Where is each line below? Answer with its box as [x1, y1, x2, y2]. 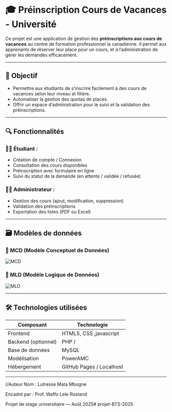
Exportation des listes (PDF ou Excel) [12, 208, 91, 214]
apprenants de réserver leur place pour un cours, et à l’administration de [5, 46, 158, 52]
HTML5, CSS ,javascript [61, 329, 119, 337]
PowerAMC [61, 355, 89, 362]
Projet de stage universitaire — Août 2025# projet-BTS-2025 [5, 401, 134, 407]
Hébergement [8, 363, 41, 370]
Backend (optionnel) [8, 338, 57, 345]
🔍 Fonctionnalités [5, 127, 64, 136]
